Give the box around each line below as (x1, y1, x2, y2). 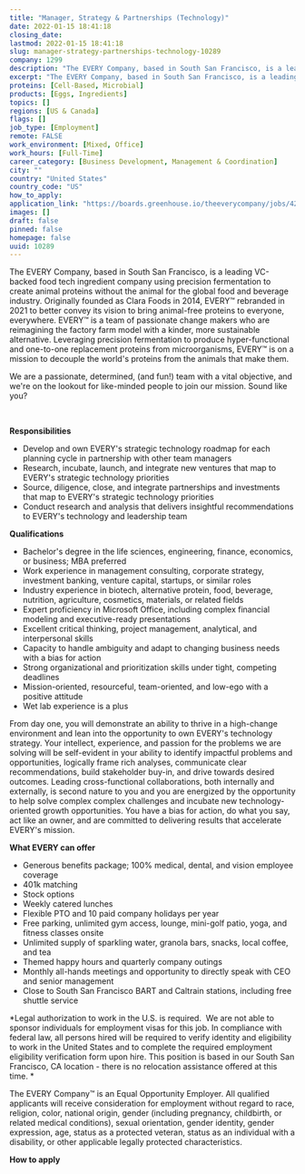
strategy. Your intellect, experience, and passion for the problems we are (9, 738, 281, 748)
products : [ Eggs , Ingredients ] (9, 89, 128, 98)
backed (9, 276, 38, 287)
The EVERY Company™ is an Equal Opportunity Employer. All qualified (9, 1089, 271, 1099)
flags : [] (9, 115, 47, 124)
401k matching (22, 879, 79, 890)
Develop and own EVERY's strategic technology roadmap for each (22, 443, 271, 455)
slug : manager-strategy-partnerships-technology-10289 (9, 47, 221, 56)
